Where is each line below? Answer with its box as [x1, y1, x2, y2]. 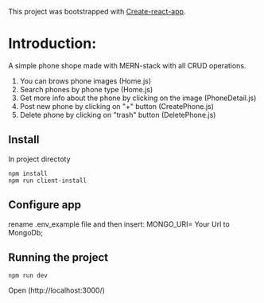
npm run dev [8, 272, 48, 280]
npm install [8, 169, 48, 177]
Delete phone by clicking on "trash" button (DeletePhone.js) [19, 110, 216, 119]
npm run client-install [8, 177, 87, 185]
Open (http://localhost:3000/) [8, 286, 106, 295]
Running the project [8, 251, 109, 264]
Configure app [8, 198, 82, 212]
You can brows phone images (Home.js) [19, 76, 152, 86]
